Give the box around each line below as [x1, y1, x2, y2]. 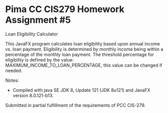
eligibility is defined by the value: [5, 56, 74, 63]
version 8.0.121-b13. [12, 92, 54, 98]
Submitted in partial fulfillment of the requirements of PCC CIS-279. [5, 102, 146, 108]
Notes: [5, 77, 19, 83]
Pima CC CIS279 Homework [5, 4, 125, 15]
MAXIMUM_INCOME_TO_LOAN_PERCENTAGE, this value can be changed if [5, 62, 163, 68]
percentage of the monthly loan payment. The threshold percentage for [5, 51, 154, 58]
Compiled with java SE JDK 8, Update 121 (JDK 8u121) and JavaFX [12, 87, 151, 93]
